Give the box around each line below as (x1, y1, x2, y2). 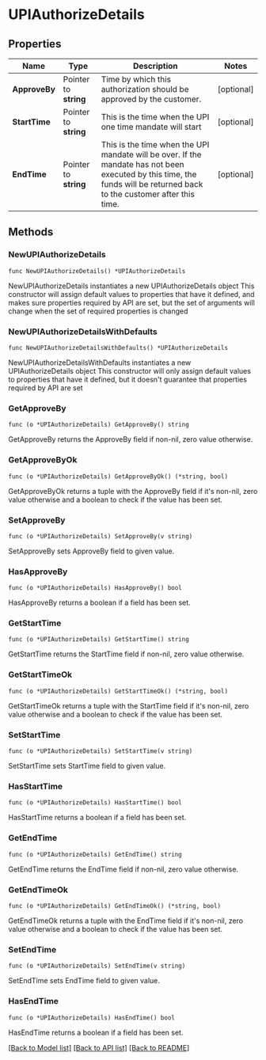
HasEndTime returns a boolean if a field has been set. (8, 1028, 184, 1037)
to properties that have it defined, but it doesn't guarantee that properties (8, 374, 248, 384)
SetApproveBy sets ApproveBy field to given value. (8, 546, 175, 556)
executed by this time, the (101, 169, 197, 180)
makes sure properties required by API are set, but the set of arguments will (8, 298, 255, 307)
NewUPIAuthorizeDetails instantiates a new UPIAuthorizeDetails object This (8, 281, 255, 291)
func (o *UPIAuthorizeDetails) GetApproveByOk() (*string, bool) (8, 473, 228, 481)
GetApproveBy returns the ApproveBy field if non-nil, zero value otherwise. (8, 435, 253, 444)
